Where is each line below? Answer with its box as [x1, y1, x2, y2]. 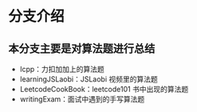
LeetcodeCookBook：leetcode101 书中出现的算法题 [19, 85, 189, 94]
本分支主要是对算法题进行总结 [8, 42, 156, 55]
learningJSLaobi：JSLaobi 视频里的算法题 [19, 74, 158, 84]
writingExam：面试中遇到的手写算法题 [19, 94, 145, 104]
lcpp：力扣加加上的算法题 [19, 65, 105, 74]
